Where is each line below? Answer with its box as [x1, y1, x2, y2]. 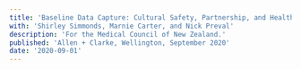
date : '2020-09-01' [9, 47, 82, 56]
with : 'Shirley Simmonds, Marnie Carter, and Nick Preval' [9, 22, 235, 30]
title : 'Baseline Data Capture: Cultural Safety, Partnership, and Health [9, 13, 295, 22]
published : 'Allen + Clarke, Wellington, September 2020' [9, 38, 230, 47]
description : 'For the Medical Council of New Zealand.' [9, 30, 227, 39]
